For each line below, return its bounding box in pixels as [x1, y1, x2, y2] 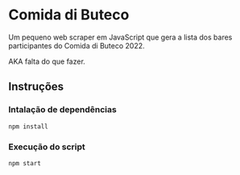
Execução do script [8, 141, 86, 152]
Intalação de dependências [8, 104, 117, 115]
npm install [8, 123, 48, 131]
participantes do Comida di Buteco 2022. [8, 40, 145, 50]
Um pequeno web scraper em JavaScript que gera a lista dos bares [8, 32, 233, 42]
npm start [8, 159, 42, 167]
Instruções [8, 80, 64, 94]
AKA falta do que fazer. [8, 56, 86, 66]
